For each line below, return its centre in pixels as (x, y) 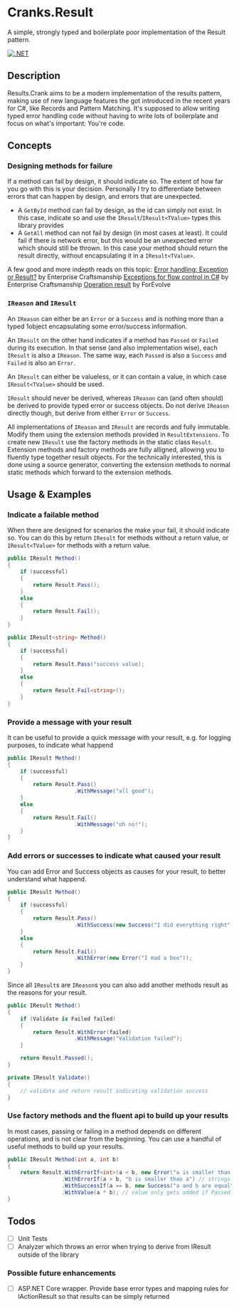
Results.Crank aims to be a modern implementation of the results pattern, (115, 93)
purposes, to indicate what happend (60, 745)
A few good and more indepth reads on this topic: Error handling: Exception (118, 270)
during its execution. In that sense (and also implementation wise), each (113, 347)
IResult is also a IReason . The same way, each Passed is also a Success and (117, 355)
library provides (41, 226)
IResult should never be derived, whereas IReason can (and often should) (116, 398)
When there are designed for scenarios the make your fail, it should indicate (118, 530)
